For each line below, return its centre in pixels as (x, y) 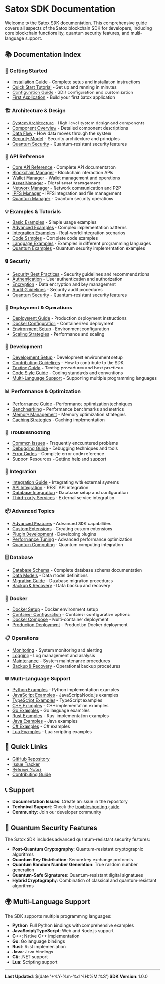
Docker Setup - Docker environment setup (55, 609)
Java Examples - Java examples (45, 721)
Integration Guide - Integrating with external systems (66, 482)
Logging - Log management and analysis (54, 656)
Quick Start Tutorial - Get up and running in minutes (64, 87)
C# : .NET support (30, 957)
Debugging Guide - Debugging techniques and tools (65, 448)
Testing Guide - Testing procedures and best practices (68, 368)
